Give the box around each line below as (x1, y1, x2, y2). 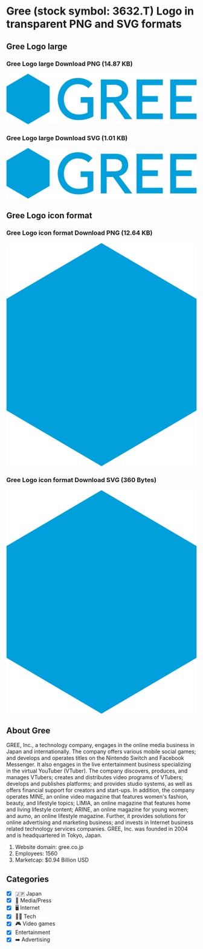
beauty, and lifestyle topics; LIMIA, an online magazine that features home (6, 799, 191, 807)
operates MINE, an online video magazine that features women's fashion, (6, 793, 188, 800)
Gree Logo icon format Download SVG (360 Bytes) (6, 476, 157, 485)
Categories (6, 874, 50, 884)
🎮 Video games (14, 920, 56, 927)
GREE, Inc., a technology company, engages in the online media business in (6, 742, 195, 749)
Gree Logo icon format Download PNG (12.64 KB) (6, 229, 153, 237)
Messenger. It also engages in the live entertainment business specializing (6, 761, 192, 768)
